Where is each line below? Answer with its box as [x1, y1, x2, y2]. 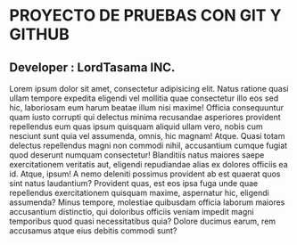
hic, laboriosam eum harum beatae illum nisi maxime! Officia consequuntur [9, 102, 284, 112]
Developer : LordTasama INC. [9, 60, 176, 75]
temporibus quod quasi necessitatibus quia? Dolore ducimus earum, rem [9, 216, 276, 226]
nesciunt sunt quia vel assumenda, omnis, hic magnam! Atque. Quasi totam [9, 131, 285, 141]
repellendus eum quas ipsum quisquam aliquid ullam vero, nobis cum [9, 121, 263, 132]
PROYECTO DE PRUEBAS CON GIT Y [9, 5, 282, 26]
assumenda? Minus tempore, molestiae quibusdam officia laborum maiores [9, 197, 285, 208]
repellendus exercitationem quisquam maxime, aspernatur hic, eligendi [9, 188, 269, 198]
